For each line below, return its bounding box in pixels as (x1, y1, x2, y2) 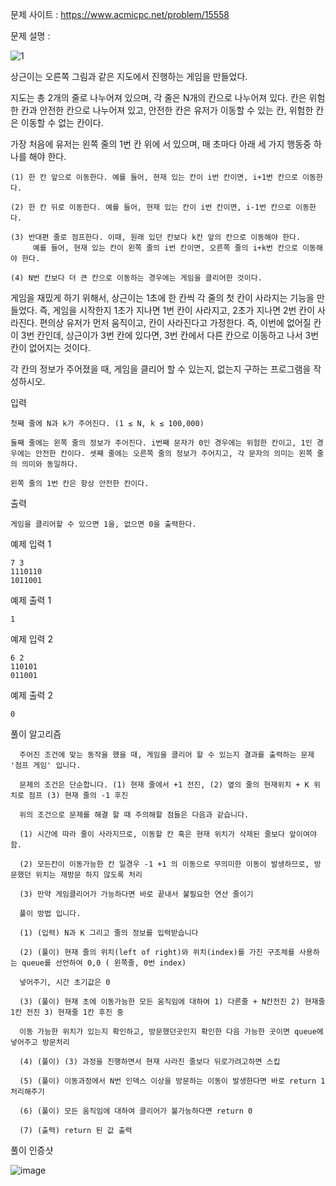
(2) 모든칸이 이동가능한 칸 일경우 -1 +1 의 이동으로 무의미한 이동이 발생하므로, (19, 859, 310, 869)
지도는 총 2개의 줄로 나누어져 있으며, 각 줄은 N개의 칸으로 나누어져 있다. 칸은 (10, 92, 307, 103)
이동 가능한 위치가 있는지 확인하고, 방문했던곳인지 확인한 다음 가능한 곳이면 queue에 (19, 1027, 324, 1037)
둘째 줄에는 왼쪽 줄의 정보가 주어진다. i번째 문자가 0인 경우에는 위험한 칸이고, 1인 (10, 438, 313, 448)
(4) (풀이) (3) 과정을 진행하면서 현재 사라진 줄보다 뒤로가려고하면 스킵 (19, 1057, 281, 1067)
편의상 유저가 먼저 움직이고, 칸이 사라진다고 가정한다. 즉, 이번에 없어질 (39, 317, 312, 328)
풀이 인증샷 (10, 1144, 54, 1156)
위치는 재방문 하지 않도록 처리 (34, 870, 143, 880)
